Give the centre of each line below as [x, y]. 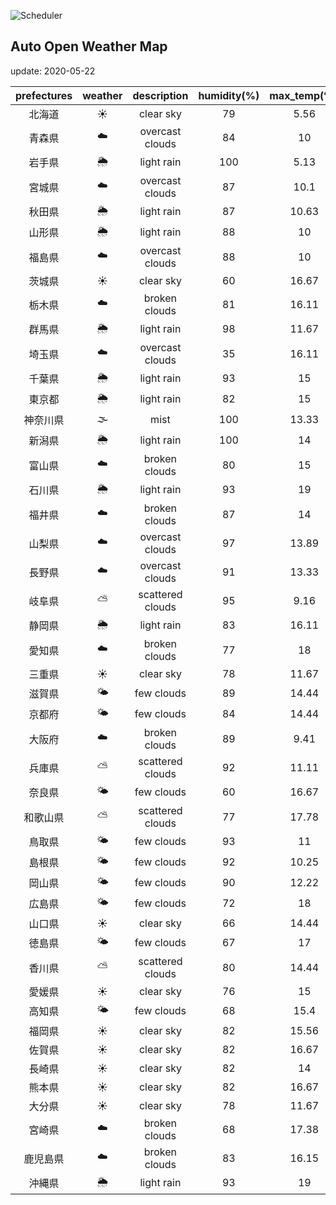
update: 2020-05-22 [53, 71]
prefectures [44, 95]
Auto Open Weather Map [89, 46]
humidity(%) [229, 95]
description [160, 95]
